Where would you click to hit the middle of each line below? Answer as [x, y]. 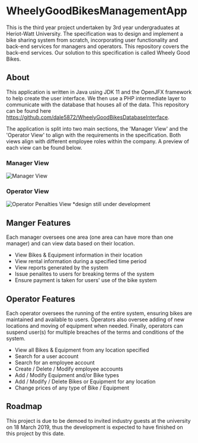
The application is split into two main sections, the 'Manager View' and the [97, 128]
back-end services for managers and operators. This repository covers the [97, 46]
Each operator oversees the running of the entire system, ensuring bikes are [99, 313]
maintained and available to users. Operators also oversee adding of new [95, 319]
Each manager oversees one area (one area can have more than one [90, 237]
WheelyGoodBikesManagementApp [97, 11]
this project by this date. [36, 433]
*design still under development [111, 204]
